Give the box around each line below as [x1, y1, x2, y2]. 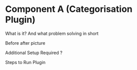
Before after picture [5, 40, 46, 46]
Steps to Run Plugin [5, 59, 46, 65]
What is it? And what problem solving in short [5, 30, 99, 36]
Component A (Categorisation [5, 3, 132, 15]
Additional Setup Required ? [5, 50, 62, 56]
